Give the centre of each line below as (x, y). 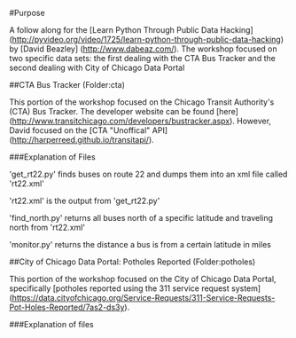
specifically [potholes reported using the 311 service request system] (135, 288)
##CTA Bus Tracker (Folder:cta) (67, 85)
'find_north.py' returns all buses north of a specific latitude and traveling (141, 218)
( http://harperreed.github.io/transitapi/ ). (82, 140)
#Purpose (27, 13)
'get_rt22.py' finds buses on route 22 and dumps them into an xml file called (148, 174)
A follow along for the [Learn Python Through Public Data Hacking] (132, 30)
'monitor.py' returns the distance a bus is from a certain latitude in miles (140, 244)
